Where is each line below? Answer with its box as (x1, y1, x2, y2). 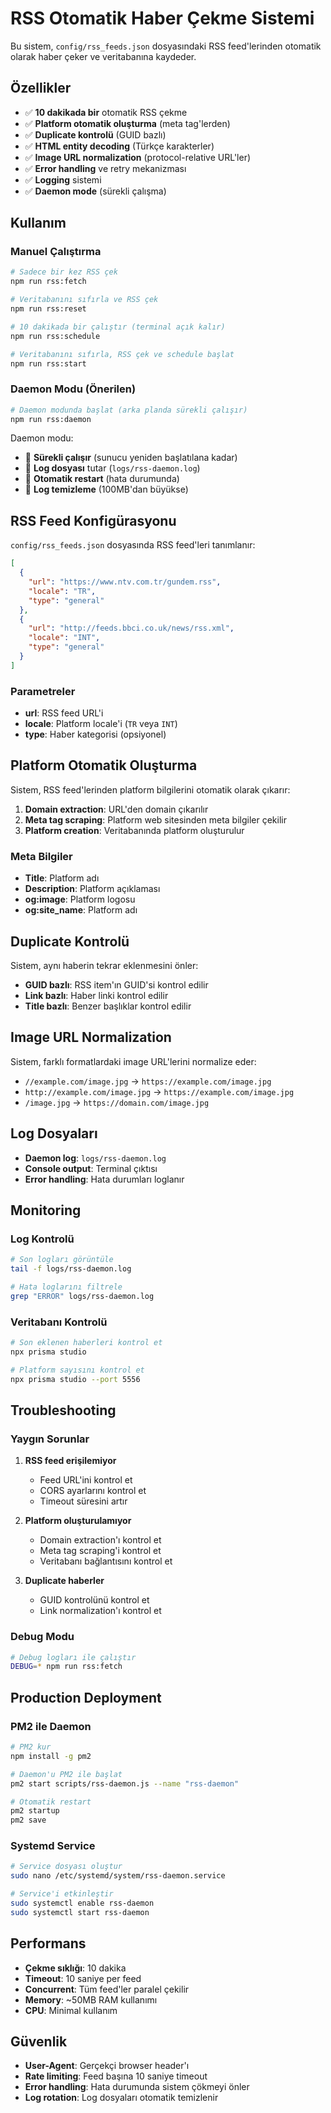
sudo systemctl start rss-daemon (10, 1907, 150, 1917)
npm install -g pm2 (10, 1751, 92, 1761)
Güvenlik (10, 2033, 68, 2051)
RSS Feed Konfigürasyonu (10, 512, 177, 529)
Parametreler (10, 684, 76, 698)
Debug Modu (10, 1630, 75, 1644)
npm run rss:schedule (10, 331, 101, 341)
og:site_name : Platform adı (24, 904, 138, 916)
